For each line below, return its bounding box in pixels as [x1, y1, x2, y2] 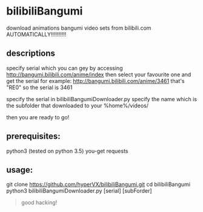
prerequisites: [6, 131, 61, 142]
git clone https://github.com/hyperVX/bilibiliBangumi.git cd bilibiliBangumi [6, 181, 191, 188]
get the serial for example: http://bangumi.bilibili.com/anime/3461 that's [6, 77, 185, 84]
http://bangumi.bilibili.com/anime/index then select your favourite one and [6, 71, 191, 78]
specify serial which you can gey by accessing [6, 64, 123, 71]
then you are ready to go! [6, 113, 70, 121]
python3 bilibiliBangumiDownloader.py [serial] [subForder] [6, 187, 153, 194]
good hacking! [21, 199, 58, 207]
